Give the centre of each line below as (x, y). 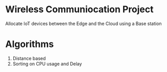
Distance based (29, 58)
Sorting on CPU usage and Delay (47, 64)
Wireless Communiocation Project (80, 9)
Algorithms (30, 44)
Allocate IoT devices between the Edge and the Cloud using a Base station (83, 23)
